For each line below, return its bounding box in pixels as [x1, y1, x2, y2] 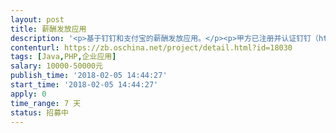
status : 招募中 [10, 107, 69, 118]
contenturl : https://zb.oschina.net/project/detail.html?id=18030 [10, 42, 293, 53]
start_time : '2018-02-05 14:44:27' [10, 80, 159, 90]
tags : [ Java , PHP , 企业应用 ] [10, 52, 117, 62]
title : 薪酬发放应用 [10, 24, 87, 34]
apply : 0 [10, 89, 47, 99]
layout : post [10, 14, 65, 25]
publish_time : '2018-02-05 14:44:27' [10, 71, 168, 81]
